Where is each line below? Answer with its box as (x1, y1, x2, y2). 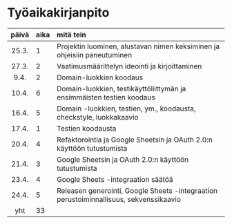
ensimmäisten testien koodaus (56, 92, 155, 102)
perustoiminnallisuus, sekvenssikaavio (56, 194, 181, 204)
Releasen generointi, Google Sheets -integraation (56, 185, 218, 195)
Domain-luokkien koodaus (56, 73, 144, 82)
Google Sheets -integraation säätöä (56, 174, 174, 184)
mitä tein (56, 30, 86, 39)
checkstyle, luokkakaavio (56, 112, 139, 122)
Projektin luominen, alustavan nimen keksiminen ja (56, 41, 220, 51)
